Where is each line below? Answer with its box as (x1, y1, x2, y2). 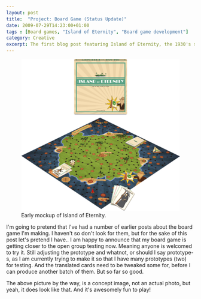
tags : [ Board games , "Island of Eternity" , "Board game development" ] (6, 29, 188, 35)
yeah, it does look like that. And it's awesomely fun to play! (6, 286, 151, 293)
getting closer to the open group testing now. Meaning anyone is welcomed (6, 242, 193, 249)
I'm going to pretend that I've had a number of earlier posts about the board (6, 223, 193, 231)
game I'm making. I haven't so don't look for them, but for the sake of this (6, 229, 187, 237)
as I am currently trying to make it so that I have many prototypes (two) (11, 255, 187, 262)
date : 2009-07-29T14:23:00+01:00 (6, 22, 90, 28)
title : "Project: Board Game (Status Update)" (6, 16, 127, 22)
